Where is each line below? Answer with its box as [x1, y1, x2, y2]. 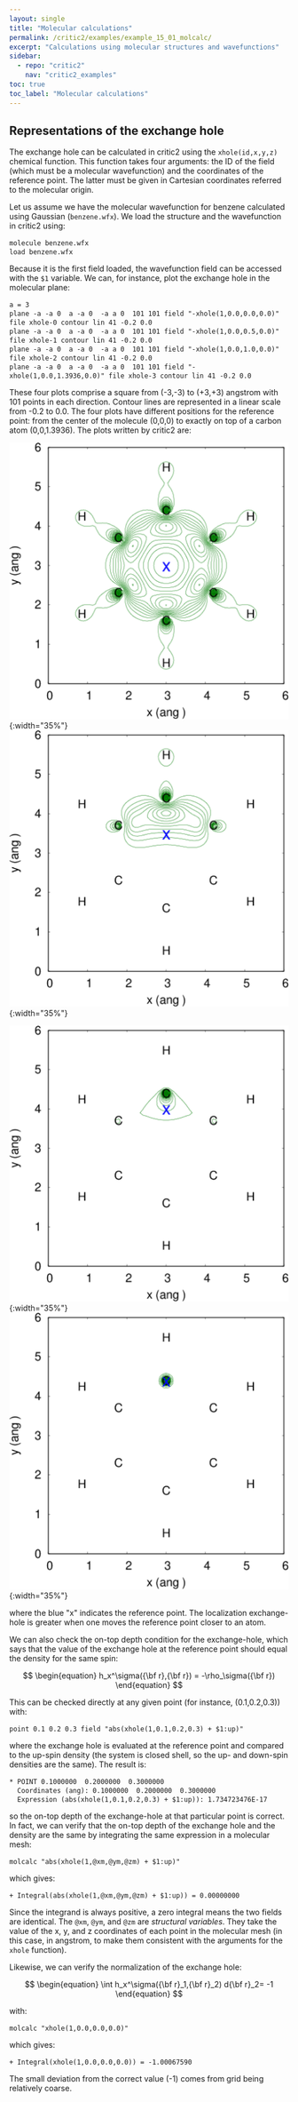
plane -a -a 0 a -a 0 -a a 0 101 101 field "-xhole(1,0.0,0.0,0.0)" [9, 309, 279, 319]
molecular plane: [9, 283, 71, 293]
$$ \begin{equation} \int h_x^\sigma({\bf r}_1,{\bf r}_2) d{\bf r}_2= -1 [24, 1979, 274, 1989]
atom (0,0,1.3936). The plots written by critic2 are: [9, 425, 192, 435]
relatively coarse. [9, 2082, 73, 2093]
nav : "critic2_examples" [25, 71, 117, 80]
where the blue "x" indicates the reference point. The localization [9, 1607, 247, 1618]
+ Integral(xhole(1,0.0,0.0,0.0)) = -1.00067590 [9, 2058, 192, 2066]
